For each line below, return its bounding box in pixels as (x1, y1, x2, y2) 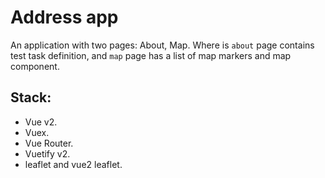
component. (10, 60, 60, 72)
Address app (10, 6, 119, 29)
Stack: (10, 89, 52, 106)
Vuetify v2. (24, 147, 71, 160)
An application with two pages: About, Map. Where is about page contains (10, 39, 315, 51)
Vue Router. (24, 137, 74, 149)
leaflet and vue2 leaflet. (24, 158, 123, 170)
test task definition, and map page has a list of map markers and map (10, 49, 292, 61)
